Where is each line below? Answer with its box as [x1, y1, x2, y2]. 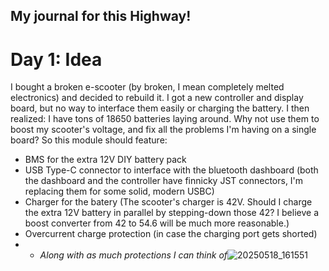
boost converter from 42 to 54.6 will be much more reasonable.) [24, 217, 290, 229]
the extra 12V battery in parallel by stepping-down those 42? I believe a [24, 207, 320, 219]
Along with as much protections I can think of [39, 249, 228, 261]
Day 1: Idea [10, 48, 103, 71]
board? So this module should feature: [10, 134, 168, 146]
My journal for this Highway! [10, 8, 192, 25]
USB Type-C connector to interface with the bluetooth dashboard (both [24, 164, 319, 176]
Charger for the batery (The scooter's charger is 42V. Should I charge [24, 196, 313, 208]
